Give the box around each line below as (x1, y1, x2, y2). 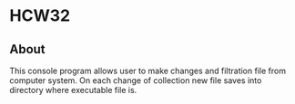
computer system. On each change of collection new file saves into (9, 75, 262, 86)
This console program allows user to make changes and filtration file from (9, 65, 287, 76)
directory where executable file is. (9, 85, 137, 95)
